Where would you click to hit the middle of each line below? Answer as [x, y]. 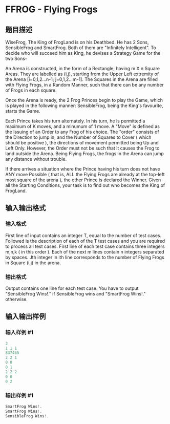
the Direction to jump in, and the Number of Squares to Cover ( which [78, 137]
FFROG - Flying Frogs [51, 9]
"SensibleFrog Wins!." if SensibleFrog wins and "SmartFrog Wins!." [76, 293]
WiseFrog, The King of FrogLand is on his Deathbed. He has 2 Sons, [77, 42]
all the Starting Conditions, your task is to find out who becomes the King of [85, 185]
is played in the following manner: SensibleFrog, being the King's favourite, [84, 105]
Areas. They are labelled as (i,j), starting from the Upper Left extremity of [82, 74]
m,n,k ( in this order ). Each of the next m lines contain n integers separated [85, 251]
